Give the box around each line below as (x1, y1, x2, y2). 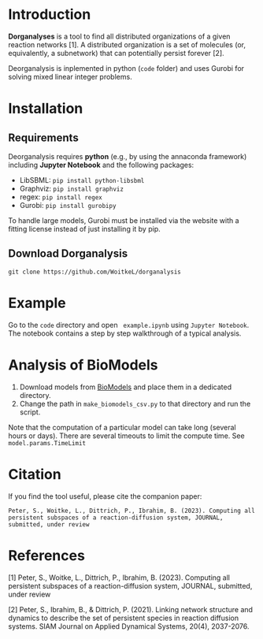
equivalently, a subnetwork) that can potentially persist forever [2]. (8, 48, 224, 58)
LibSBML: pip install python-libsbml (19, 175, 145, 184)
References (8, 546, 85, 564)
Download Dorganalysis (8, 247, 128, 261)
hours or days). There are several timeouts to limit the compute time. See (8, 431, 246, 440)
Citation (8, 465, 61, 483)
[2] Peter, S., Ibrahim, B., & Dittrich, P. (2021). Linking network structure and (8, 604, 254, 614)
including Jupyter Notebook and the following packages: (8, 160, 194, 169)
